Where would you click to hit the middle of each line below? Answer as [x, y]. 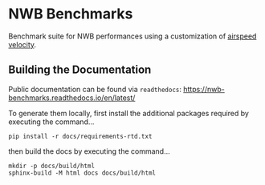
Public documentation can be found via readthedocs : [95, 89]
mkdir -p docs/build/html [51, 166]
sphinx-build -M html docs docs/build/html [82, 173]
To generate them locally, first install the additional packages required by [128, 113]
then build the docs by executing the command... [89, 151]
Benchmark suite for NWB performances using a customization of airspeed [132, 36]
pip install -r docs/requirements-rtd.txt [80, 136]
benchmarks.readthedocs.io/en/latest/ [72, 98]
